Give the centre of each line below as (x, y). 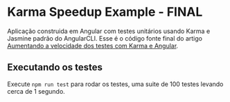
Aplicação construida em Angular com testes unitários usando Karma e (109, 31)
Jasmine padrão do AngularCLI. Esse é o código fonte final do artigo (105, 38)
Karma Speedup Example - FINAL (105, 12)
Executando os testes (55, 67)
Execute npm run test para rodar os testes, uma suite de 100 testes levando (115, 84)
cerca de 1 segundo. (36, 91)
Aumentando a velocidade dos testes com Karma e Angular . (93, 45)
